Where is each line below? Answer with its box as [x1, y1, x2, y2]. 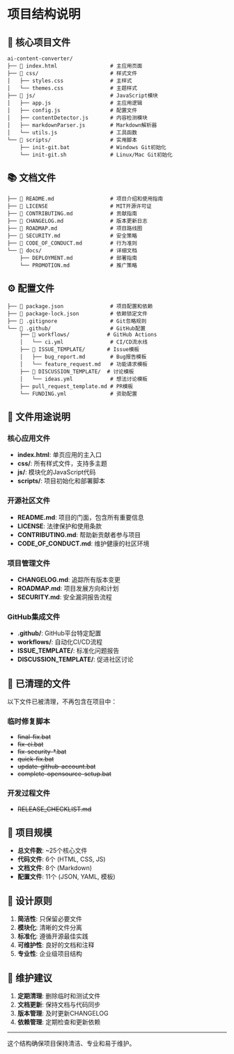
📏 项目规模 [7, 827, 52, 838]
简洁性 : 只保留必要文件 [17, 915, 82, 923]
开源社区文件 [7, 496, 51, 506]
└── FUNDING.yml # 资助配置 [19, 390, 138, 397]
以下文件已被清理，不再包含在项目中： [7, 697, 117, 706]
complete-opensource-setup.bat [17, 770, 111, 778]
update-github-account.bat [17, 762, 96, 770]
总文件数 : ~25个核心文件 [17, 846, 88, 855]
